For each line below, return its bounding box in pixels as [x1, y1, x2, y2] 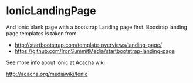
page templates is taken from [6, 29, 77, 36]
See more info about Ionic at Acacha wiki [6, 59, 106, 66]
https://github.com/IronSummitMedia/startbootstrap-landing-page [14, 47, 175, 54]
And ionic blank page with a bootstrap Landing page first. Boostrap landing [6, 24, 188, 31]
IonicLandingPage [6, 4, 96, 18]
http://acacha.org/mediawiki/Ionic [6, 70, 88, 77]
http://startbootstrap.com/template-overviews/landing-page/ [14, 41, 162, 48]
